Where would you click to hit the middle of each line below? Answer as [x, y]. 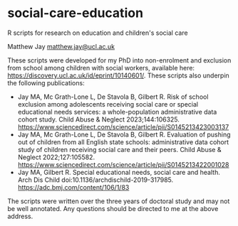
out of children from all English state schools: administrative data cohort [123, 142]
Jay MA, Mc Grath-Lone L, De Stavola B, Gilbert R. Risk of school [113, 97]
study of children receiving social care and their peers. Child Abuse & [119, 149]
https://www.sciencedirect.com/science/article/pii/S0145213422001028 [123, 164]
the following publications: [46, 82]
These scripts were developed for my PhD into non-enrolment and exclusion [119, 60]
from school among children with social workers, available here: [101, 68]
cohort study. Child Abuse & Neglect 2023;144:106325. [99, 119]
